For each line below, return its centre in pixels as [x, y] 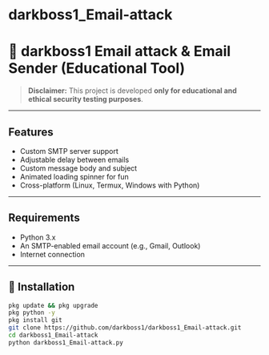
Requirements [44, 218]
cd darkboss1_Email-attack [53, 335]
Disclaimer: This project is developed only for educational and [132, 91]
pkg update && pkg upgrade [53, 305]
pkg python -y [32, 313]
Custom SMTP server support [69, 151]
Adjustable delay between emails [74, 159]
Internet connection [52, 254]
